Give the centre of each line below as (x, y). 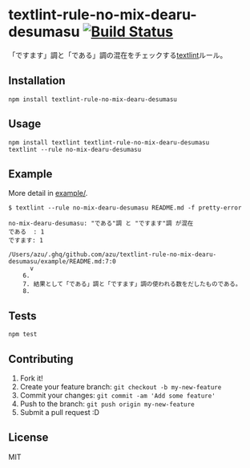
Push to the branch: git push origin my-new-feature (107, 404)
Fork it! (32, 378)
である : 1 (26, 232)
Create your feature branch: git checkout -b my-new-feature (121, 387)
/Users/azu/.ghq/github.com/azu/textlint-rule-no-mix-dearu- (113, 254)
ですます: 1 (26, 241)
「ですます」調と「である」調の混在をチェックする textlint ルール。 (118, 55)
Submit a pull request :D (60, 412)
